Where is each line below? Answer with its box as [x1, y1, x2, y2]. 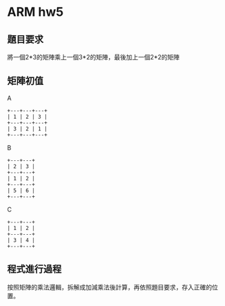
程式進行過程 [7, 263, 62, 275]
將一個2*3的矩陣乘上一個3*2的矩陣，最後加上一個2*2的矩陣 [7, 53, 180, 61]
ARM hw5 [7, 4, 64, 20]
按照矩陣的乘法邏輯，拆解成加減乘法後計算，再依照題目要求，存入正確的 [7, 283, 212, 291]
